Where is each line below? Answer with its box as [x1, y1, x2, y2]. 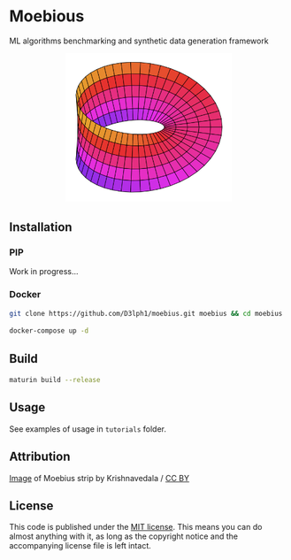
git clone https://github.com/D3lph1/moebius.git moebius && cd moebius [9, 310, 283, 318]
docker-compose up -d [9, 326, 89, 335]
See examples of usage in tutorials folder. [9, 423, 166, 434]
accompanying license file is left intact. [9, 541, 152, 551]
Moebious [9, 6, 85, 27]
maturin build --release [9, 376, 101, 385]
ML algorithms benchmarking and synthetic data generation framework [9, 35, 269, 46]
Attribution [9, 449, 71, 464]
